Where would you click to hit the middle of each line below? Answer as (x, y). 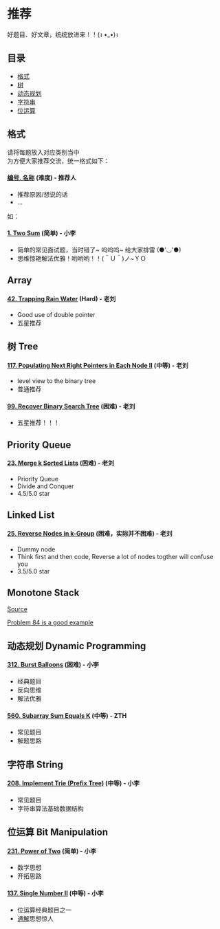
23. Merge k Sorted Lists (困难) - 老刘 (61, 463)
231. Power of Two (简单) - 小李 (52, 851)
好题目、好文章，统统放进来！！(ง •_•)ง (63, 34)
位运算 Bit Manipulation (58, 832)
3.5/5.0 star (33, 571)
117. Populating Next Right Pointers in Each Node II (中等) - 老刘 (98, 365)
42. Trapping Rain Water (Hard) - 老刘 (62, 298)
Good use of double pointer (56, 314)
